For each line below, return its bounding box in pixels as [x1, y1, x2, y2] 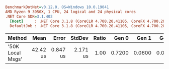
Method [8, 35, 27, 42]
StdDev [70, 35, 89, 42]
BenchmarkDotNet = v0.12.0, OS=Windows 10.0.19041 [5, 5, 109, 10]
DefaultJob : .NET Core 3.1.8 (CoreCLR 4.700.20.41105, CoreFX [10, 23, 145, 28]
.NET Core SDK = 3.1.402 [5, 14, 53, 19]
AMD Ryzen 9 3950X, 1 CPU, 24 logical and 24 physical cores [5, 9, 136, 14]
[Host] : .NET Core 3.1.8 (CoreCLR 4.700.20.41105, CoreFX [10, 19, 145, 24]
